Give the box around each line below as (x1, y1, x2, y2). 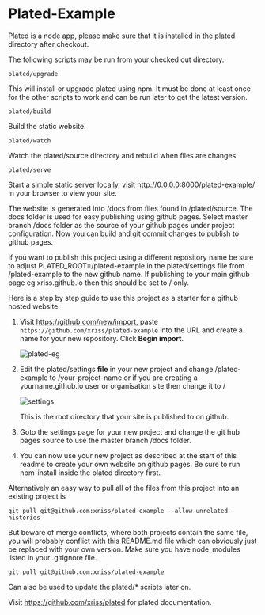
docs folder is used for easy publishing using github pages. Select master (8, 211, 248, 222)
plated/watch (8, 136, 51, 145)
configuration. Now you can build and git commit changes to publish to (8, 229, 240, 238)
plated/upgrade (8, 70, 59, 78)
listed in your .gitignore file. (8, 552, 97, 562)
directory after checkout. (8, 39, 89, 48)
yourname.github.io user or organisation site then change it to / (19, 381, 225, 390)
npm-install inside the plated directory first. (19, 468, 161, 477)
